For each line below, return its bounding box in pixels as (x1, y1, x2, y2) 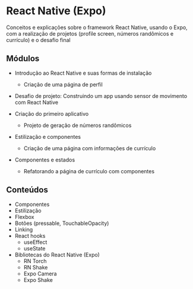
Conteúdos (6, 185, 49, 195)
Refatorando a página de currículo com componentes (23, 167, 155, 174)
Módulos (6, 53, 40, 63)
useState (23, 244, 46, 252)
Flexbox (14, 213, 34, 220)
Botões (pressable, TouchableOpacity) (14, 220, 109, 227)
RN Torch (23, 257, 47, 265)
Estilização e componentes (14, 133, 81, 140)
